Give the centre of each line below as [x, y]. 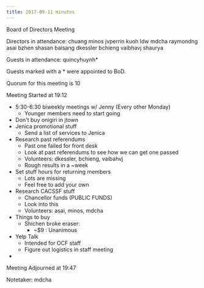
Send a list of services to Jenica [64, 132]
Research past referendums [50, 139]
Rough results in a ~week [56, 165]
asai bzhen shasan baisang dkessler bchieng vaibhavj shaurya [85, 48]
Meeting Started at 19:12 [37, 95]
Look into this [41, 204]
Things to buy [33, 217]
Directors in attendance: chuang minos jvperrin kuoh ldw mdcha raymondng [102, 41]
